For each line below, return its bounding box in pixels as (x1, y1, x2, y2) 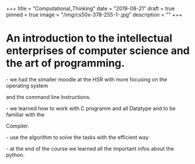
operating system (6, 82, 48, 89)
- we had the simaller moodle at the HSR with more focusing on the (6, 76, 168, 83)
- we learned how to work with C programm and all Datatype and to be (6, 105, 176, 112)
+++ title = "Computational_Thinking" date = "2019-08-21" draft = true (6, 5, 175, 12)
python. (6, 151, 25, 158)
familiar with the (6, 111, 45, 118)
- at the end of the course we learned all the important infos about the (6, 145, 174, 152)
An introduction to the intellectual (6, 32, 173, 45)
